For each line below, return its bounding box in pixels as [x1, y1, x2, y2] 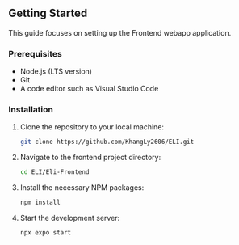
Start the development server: [19, 213, 120, 223]
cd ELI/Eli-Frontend [19, 168, 90, 176]
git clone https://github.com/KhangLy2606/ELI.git [19, 137, 195, 146]
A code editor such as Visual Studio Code [19, 84, 159, 94]
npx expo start [19, 229, 72, 237]
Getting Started [8, 6, 88, 20]
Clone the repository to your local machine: [19, 122, 164, 132]
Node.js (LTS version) [19, 66, 93, 76]
